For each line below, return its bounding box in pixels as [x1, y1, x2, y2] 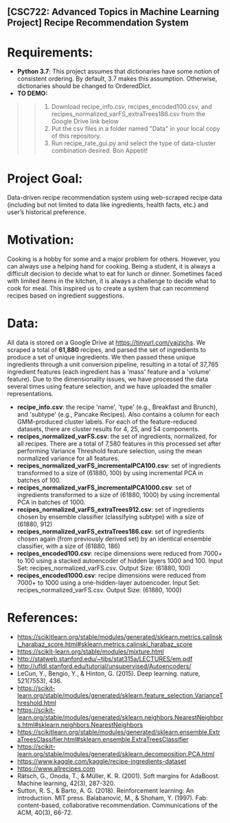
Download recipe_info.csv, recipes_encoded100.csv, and [51, 103, 212, 111]
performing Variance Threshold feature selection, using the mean [16, 447, 203, 455]
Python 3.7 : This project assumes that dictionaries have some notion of [16, 67, 220, 76]
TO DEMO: [16, 90, 48, 98]
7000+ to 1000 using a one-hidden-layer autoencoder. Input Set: [16, 579, 200, 587]
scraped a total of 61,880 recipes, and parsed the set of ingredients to [7, 346, 207, 354]
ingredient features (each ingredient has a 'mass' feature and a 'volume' [7, 368, 211, 376]
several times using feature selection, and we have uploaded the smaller [7, 382, 211, 390]
